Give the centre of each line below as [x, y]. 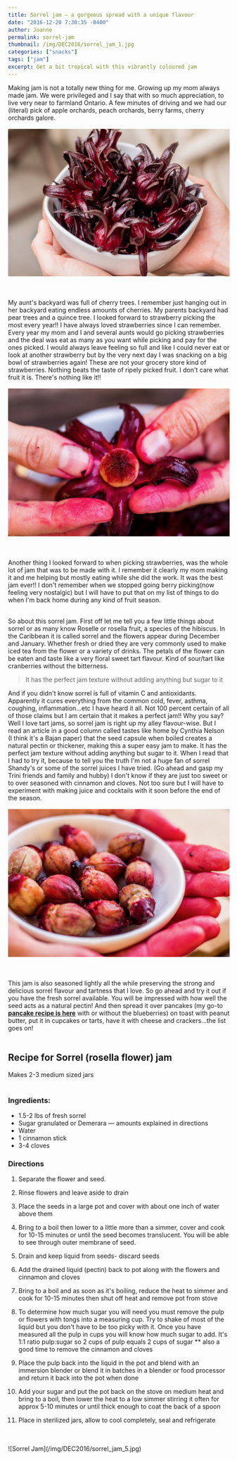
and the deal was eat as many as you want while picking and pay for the [113, 340]
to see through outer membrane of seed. [77, 1242]
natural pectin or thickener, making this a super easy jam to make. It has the [117, 745]
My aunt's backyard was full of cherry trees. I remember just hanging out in [117, 303]
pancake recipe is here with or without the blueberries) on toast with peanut [119, 1013]
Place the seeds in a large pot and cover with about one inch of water [119, 1207]
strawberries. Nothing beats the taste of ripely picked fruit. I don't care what [118, 370]
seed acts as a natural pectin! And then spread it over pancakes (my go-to [116, 1005]
